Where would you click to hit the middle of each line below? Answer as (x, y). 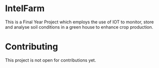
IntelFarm (25, 8)
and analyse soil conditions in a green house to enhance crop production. (79, 27)
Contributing (32, 47)
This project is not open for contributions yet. (51, 60)
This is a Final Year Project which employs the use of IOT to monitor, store (79, 22)
